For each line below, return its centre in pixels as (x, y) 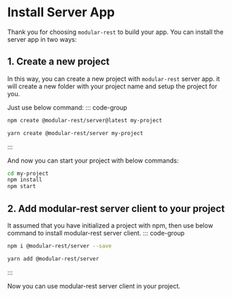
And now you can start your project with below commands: (93, 161)
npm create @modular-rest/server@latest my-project (85, 120)
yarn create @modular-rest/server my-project (75, 133)
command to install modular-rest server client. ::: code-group (96, 233)
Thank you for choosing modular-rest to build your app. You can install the (116, 32)
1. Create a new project (59, 62)
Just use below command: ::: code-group (67, 107)
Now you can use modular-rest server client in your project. (94, 286)
